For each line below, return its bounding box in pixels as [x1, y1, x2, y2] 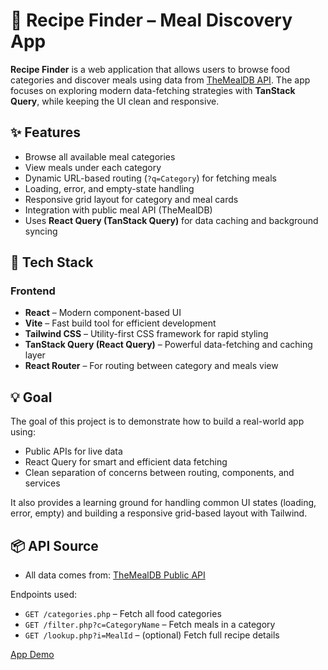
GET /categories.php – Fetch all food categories [24, 608, 222, 620]
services [24, 477, 61, 489]
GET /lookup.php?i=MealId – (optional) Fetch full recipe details [24, 629, 280, 641]
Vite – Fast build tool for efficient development [24, 317, 217, 329]
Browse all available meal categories [24, 150, 176, 163]
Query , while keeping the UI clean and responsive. [10, 95, 220, 107]
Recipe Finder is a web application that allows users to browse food [10, 63, 290, 75]
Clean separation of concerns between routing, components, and [24, 467, 295, 479]
